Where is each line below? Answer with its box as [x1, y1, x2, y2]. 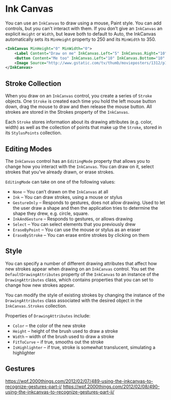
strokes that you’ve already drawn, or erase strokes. [5, 169, 115, 175]
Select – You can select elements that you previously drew [12, 221, 136, 227]
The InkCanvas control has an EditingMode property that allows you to [5, 158, 150, 164]
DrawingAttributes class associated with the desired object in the [5, 297, 142, 304]
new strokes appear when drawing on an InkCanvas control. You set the [5, 266, 155, 272]
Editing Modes [5, 144, 52, 153]
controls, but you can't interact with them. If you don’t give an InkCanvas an [5, 25, 163, 31]
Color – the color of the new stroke [12, 322, 85, 329]
